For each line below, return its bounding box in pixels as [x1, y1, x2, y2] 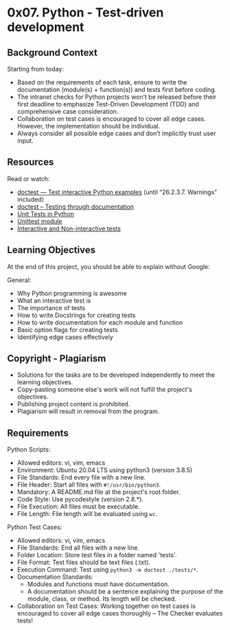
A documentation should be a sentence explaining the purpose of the [27, 587, 224, 596]
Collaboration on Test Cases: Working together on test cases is [16, 602, 196, 610]
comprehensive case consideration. [16, 108, 119, 115]
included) [16, 195, 45, 203]
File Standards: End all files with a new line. [16, 544, 139, 552]
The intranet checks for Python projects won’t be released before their [16, 93, 217, 101]
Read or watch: [7, 174, 50, 183]
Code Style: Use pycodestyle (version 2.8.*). [16, 495, 144, 504]
